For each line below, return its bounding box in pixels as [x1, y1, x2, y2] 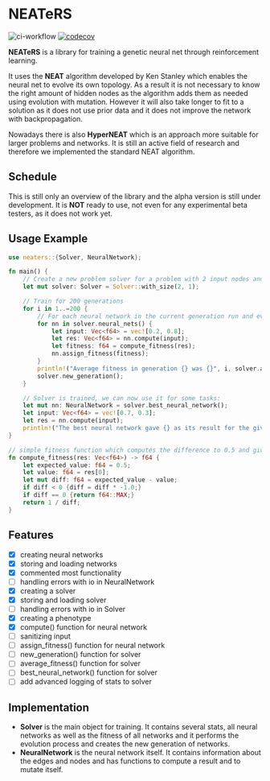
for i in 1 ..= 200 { [22, 304, 88, 312]
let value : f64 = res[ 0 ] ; [22, 469, 110, 477]
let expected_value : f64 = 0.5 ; [22, 461, 131, 469]
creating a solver [19, 585, 76, 596]
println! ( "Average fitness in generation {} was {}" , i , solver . [37, 364, 261, 373]
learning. [8, 56, 38, 65]
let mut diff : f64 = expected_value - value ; [22, 476, 178, 484]
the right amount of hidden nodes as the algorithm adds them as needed [8, 88, 249, 97]
